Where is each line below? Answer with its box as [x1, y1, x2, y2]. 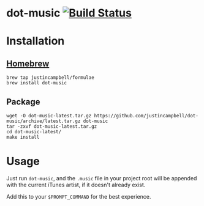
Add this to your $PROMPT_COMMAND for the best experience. [6, 193, 151, 200]
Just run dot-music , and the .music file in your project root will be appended [6, 174, 197, 182]
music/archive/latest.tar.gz [6, 118, 81, 124]
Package [6, 97, 41, 107]
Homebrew [6, 58, 50, 68]
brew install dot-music [6, 80, 67, 86]
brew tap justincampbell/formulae [6, 75, 95, 81]
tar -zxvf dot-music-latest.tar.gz [6, 123, 97, 130]
